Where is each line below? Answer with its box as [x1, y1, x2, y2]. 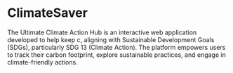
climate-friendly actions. [7, 58, 79, 66]
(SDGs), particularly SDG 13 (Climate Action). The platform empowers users [7, 43, 226, 51]
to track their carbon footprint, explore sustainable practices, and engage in [7, 51, 226, 59]
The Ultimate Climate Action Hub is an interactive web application [7, 28, 197, 36]
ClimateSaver [7, 5, 88, 21]
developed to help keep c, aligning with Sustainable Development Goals [7, 35, 215, 44]
